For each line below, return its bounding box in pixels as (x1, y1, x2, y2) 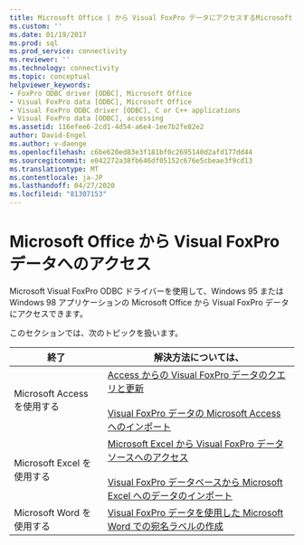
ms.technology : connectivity (9, 64, 119, 73)
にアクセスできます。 (9, 308, 88, 319)
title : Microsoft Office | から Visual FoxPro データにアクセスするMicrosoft (9, 13, 293, 23)
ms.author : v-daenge (9, 139, 88, 148)
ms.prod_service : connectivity (9, 47, 128, 56)
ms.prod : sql (9, 38, 59, 48)
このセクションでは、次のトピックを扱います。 (9, 327, 184, 338)
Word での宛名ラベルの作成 (107, 520, 223, 532)
